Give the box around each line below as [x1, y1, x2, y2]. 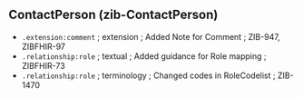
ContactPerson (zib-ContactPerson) [8, 7, 219, 23]
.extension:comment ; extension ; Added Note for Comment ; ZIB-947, [21, 31, 280, 42]
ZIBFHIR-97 [21, 41, 65, 52]
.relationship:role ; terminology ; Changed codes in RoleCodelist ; [21, 70, 276, 81]
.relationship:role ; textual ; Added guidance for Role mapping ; [21, 50, 267, 62]
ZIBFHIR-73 [21, 60, 65, 71]
